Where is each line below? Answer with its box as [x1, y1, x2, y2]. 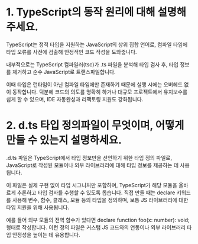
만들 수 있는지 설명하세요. [6, 134, 122, 147]
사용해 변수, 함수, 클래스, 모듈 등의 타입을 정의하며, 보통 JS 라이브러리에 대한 [12, 196, 189, 203]
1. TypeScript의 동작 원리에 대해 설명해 [6, 5, 187, 19]
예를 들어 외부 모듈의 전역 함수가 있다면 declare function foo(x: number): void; [6, 216, 190, 223]
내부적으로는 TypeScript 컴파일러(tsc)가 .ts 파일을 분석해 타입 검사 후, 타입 [6, 60, 179, 68]
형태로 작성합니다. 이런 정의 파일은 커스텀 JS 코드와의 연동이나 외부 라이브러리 [6, 223, 186, 231]
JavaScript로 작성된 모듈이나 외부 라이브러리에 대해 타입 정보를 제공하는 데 [6, 161, 179, 169]
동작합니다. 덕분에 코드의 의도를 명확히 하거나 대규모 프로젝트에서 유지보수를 [12, 88, 188, 95]
